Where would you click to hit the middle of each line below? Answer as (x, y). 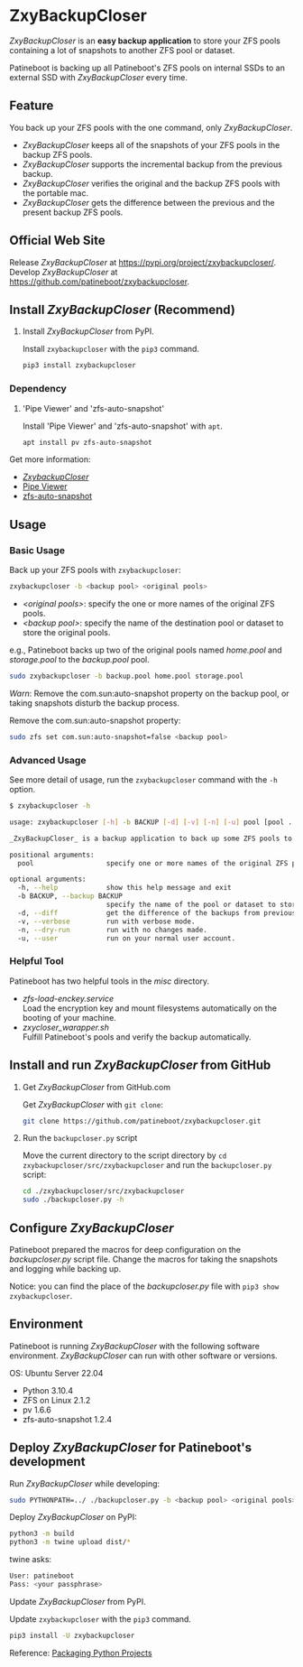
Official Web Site (57, 241)
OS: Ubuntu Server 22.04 (56, 1373)
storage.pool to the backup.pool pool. (80, 659)
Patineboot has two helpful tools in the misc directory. (110, 981)
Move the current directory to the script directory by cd (124, 1155)
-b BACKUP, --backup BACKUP (70, 896)
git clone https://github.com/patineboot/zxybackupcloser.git (142, 1121)
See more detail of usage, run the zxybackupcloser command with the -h (143, 780)
